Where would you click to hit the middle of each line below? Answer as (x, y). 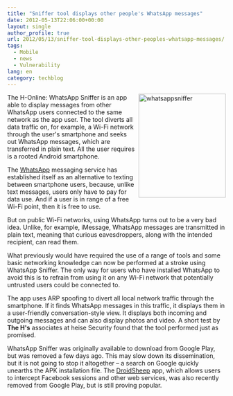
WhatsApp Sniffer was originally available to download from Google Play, (111, 349)
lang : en (20, 71)
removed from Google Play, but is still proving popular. (85, 386)
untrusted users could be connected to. (63, 285)
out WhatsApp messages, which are (59, 142)
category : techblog (35, 78)
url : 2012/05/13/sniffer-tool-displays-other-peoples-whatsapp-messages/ (116, 39)
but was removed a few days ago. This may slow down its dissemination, (111, 356)
